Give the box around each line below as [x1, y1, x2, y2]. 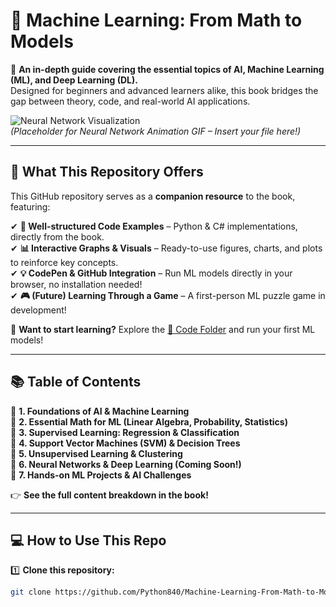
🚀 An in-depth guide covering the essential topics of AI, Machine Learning [10, 63, 325, 75]
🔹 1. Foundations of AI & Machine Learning [10, 405, 190, 417]
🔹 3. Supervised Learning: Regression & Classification [10, 426, 240, 438]
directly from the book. [10, 230, 105, 243]
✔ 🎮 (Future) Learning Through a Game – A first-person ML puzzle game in [10, 289, 326, 301]
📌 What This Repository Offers [10, 164, 204, 181]
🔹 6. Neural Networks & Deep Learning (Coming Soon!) [10, 458, 242, 470]
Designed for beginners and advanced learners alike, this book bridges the [10, 84, 319, 96]
